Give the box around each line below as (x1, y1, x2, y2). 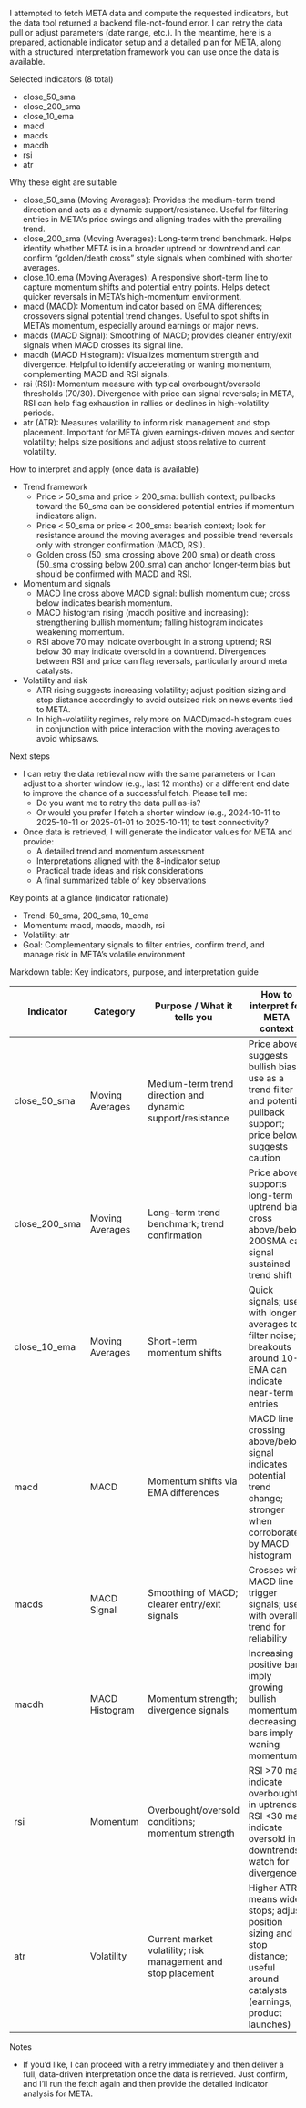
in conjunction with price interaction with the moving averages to (36, 723, 280, 734)
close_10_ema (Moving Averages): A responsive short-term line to (22, 272, 269, 282)
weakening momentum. (36, 627, 125, 637)
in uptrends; (248, 1798, 300, 1811)
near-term (248, 1387, 294, 1398)
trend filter (248, 1083, 293, 1096)
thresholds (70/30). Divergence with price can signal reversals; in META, (22, 388, 295, 399)
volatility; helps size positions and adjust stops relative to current (22, 436, 267, 447)
